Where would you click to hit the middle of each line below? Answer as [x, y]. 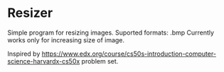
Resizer [30, 13]
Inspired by [24, 54]
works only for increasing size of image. [66, 40]
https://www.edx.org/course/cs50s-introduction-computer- [129, 54]
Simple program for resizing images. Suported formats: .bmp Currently [111, 32]
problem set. [100, 61]
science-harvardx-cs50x [44, 61]
